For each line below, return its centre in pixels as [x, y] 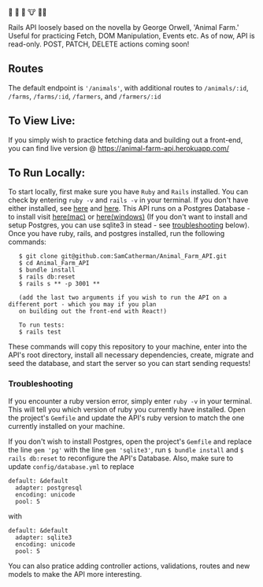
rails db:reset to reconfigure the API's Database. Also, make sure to [121, 458]
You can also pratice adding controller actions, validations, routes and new [129, 566]
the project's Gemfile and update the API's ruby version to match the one [126, 418]
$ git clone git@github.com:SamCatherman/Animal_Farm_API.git [122, 257]
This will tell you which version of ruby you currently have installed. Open [127, 409]
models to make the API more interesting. [75, 574]
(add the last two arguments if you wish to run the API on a [122, 298]
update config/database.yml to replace [71, 466]
